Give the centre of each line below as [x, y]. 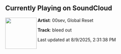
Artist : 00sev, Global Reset [66, 20]
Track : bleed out [54, 30]
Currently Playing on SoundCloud [59, 8]
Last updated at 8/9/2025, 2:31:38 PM [77, 39]
